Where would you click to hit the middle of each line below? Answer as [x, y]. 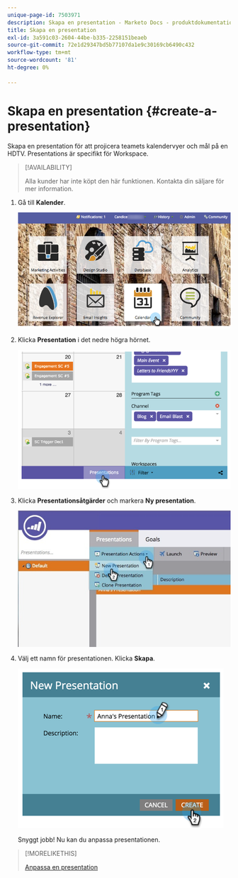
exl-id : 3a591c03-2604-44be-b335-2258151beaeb [77, 38]
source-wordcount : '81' [42, 60]
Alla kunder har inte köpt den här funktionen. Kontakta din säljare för [124, 181]
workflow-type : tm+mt [39, 53]
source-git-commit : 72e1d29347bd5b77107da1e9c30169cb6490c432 [101, 45]
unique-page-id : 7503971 [44, 15]
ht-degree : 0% [28, 68]
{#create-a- [181, 111]
